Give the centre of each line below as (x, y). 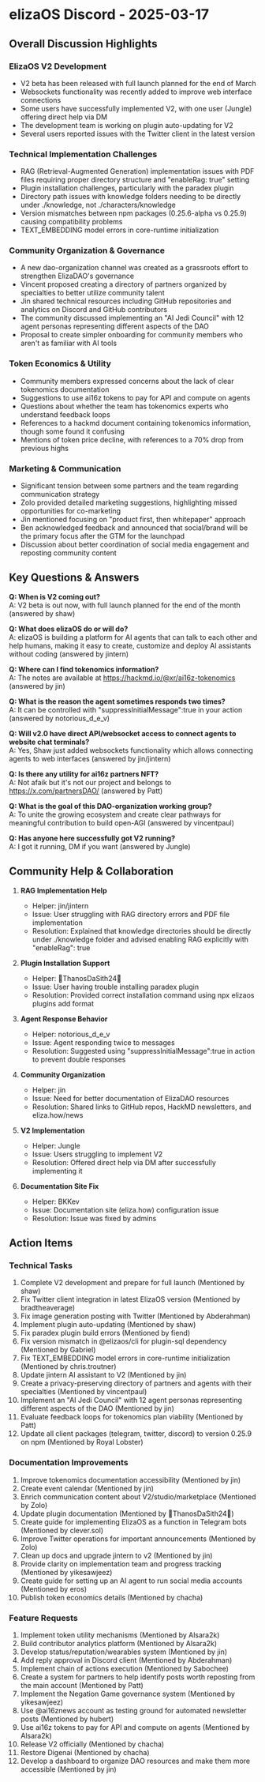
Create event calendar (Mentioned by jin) (87, 1488)
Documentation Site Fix (60, 1186)
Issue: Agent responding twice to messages (104, 1042)
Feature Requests (43, 1618)
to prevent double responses (79, 1059)
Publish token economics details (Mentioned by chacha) (112, 1597)
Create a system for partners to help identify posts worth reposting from (138, 1677)
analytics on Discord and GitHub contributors (94, 310)
